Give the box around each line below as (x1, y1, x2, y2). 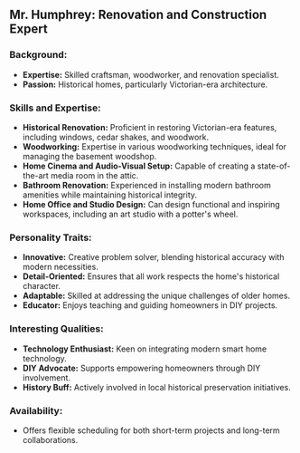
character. (22, 281, 61, 292)
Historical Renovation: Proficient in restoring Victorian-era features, (22, 121, 277, 132)
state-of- (257, 160, 291, 171)
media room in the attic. (51, 169, 139, 180)
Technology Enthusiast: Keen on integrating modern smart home (22, 343, 267, 354)
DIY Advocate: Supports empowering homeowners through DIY (22, 362, 261, 373)
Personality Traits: (9, 231, 92, 244)
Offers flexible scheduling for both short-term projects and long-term (22, 425, 280, 436)
